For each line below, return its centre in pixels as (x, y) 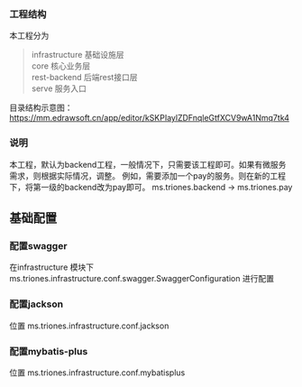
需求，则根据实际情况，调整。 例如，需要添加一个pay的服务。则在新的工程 (148, 175)
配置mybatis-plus (49, 351)
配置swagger (38, 245)
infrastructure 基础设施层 (78, 55)
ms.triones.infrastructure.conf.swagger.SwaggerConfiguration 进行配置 (142, 279)
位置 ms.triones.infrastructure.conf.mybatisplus (97, 373)
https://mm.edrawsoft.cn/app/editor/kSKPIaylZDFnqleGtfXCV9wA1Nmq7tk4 (150, 118)
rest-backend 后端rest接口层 (84, 78)
